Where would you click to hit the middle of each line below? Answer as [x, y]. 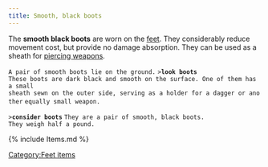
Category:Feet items [42, 154]
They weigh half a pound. [51, 124]
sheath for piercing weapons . [57, 55]
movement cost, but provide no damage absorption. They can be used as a [132, 47]
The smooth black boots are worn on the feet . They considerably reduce [129, 39]
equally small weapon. [62, 101]
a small [21, 86]
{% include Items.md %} [49, 139]
